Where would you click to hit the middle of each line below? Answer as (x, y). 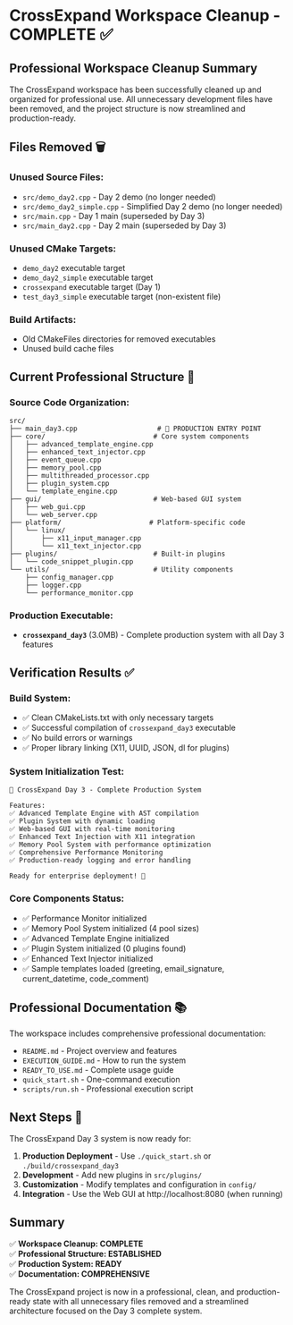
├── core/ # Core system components (130, 436)
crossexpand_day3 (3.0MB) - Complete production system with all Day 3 (153, 635)
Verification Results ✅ (72, 672)
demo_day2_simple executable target (88, 277)
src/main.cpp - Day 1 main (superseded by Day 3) (113, 216)
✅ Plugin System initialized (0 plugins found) (104, 948)
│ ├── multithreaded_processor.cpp (80, 475)
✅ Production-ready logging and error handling (100, 861)
